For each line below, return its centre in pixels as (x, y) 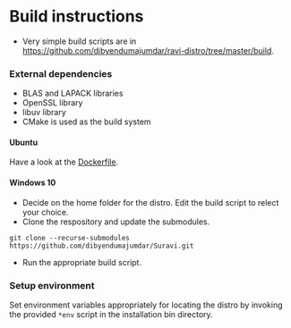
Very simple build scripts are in (79, 41)
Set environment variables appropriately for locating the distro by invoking (146, 305)
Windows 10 (33, 183)
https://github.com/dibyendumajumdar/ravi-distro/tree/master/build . (148, 50)
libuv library (44, 113)
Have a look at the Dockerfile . (64, 162)
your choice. (45, 212)
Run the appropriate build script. (81, 262)
